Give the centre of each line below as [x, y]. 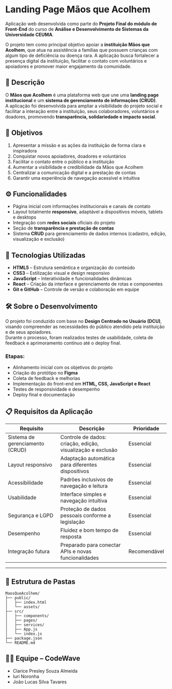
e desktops [25, 217]
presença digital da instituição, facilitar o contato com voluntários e [76, 61]
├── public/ [18, 598]
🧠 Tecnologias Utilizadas [45, 255]
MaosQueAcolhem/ [23, 593]
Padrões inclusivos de [87, 480]
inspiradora [25, 150]
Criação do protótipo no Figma [45, 373]
